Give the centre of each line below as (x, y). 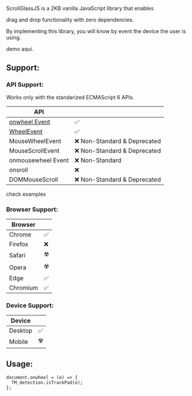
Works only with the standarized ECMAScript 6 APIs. (70, 97)
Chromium (24, 288)
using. (14, 38)
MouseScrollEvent (35, 151)
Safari (17, 255)
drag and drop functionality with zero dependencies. (70, 20)
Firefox (19, 244)
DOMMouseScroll (34, 179)
